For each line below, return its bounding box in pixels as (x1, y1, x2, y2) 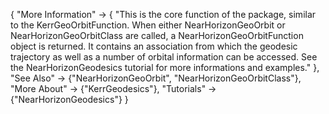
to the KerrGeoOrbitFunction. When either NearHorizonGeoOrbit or (10, 19, 286, 31)
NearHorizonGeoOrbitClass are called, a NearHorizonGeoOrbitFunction (10, 30, 304, 41)
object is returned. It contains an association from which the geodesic (10, 40, 298, 52)
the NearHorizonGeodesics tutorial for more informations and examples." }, (10, 62, 320, 73)
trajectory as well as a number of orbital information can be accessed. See (10, 51, 318, 63)
